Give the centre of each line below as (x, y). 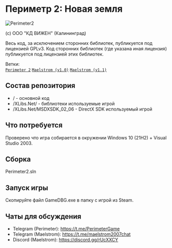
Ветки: (12, 64)
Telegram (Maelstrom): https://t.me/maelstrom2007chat (72, 234)
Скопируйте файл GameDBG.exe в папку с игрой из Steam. (70, 200)
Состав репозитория (40, 86)
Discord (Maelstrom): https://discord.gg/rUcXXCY (65, 240)
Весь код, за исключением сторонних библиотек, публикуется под (79, 43)
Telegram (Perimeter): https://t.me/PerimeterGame (66, 229)
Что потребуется (34, 125)
